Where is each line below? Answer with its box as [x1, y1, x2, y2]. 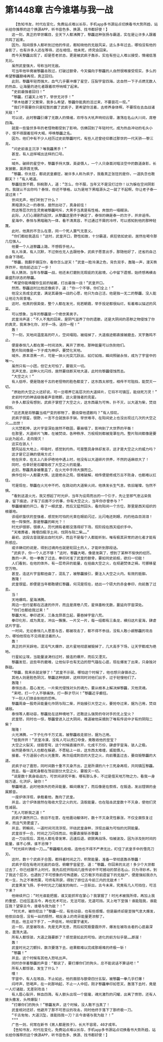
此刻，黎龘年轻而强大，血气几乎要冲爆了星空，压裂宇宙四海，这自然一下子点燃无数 [11, 79, 153, 84]
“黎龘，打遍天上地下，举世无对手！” [11, 94, 74, 99]
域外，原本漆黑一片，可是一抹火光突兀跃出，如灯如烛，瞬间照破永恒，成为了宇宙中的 [11, 353, 157, 358]
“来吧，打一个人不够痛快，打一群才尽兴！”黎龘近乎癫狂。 [11, 691, 110, 695]
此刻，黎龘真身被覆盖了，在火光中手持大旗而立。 [11, 467, 95, 472]
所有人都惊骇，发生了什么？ [11, 966, 59, 971]
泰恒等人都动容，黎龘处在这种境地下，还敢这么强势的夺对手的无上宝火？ [11, 712, 135, 716]
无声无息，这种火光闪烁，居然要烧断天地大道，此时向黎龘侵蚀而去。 [11, 369, 127, 374]
